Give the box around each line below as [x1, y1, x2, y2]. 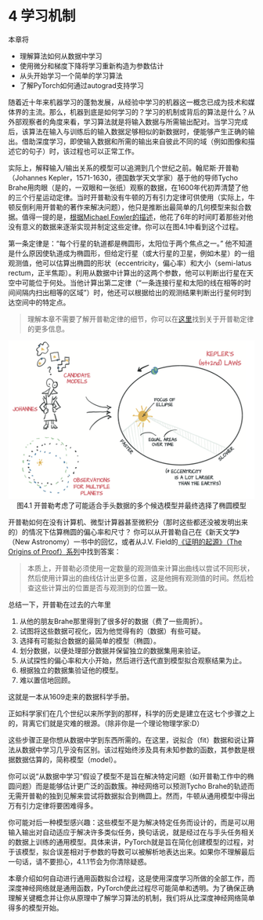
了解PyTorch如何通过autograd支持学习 [19, 80, 145, 90]
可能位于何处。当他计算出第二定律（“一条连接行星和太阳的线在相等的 [21, 278, 245, 287]
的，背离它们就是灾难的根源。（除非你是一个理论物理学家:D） [8, 719, 204, 728]
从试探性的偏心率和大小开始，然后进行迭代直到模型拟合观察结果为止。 [19, 656, 247, 666]
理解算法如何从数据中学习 [19, 51, 103, 60]
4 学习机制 [8, 7, 76, 25]
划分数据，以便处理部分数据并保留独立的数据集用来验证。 [19, 646, 205, 655]
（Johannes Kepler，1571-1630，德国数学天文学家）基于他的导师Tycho [8, 173, 239, 182]
